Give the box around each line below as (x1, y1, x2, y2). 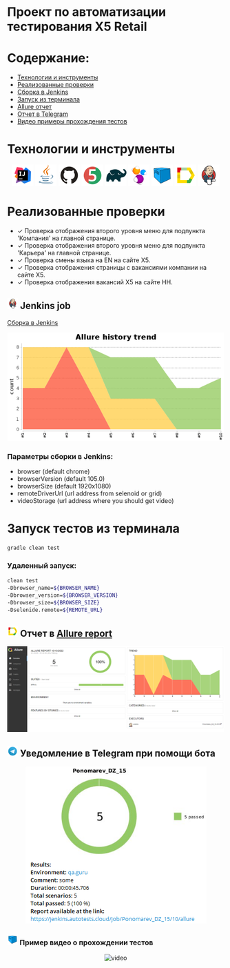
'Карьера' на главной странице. (17, 249, 112, 257)
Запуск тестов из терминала (7, 521, 180, 537)
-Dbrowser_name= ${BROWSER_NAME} (7, 584, 100, 592)
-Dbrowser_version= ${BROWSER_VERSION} (7, 591, 118, 599)
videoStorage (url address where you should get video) (17, 497, 174, 505)
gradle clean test (7, 544, 60, 552)
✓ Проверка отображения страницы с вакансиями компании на (17, 264, 207, 271)
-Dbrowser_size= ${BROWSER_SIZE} (7, 599, 100, 606)
